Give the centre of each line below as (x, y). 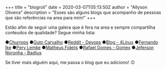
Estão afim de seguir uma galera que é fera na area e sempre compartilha (80, 27)
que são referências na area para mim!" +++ (50, 18)
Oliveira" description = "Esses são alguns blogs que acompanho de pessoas (83, 12)
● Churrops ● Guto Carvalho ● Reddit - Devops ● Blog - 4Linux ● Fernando (82, 42)
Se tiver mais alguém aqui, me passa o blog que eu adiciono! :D (70, 62)
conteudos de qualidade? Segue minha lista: (50, 33)
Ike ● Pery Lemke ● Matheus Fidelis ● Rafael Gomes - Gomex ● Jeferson (80, 47)
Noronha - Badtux (24, 53)
